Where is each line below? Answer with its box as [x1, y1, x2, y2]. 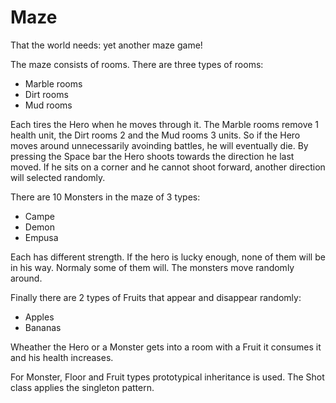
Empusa [24, 231, 59, 243]
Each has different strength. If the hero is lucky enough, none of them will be [10, 251, 326, 263]
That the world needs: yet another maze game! [10, 39, 203, 51]
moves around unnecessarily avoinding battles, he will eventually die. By [10, 139, 309, 151]
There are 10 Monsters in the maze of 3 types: [10, 191, 201, 203]
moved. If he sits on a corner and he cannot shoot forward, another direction [10, 161, 326, 173]
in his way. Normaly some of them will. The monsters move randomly [10, 261, 295, 273]
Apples [24, 311, 55, 323]
